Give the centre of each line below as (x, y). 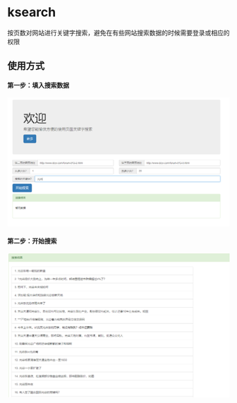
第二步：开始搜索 (32, 241)
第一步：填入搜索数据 (38, 85)
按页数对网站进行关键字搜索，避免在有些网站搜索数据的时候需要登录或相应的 (119, 32)
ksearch (32, 12)
